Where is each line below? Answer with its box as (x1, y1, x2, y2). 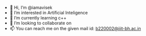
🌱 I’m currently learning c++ (9, 15, 67, 20)
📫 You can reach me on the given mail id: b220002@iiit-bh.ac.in (9, 26, 141, 31)
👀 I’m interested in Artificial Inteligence (9, 10, 88, 16)
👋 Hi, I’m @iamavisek (9, 5, 53, 10)
